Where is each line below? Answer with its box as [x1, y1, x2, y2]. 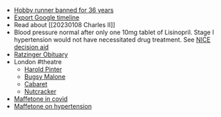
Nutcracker [24, 87, 57, 95]
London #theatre [13, 58, 63, 65]
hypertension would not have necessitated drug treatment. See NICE [13, 36, 211, 44]
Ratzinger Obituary [13, 50, 68, 58]
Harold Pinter [24, 65, 63, 73]
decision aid [13, 43, 49, 51]
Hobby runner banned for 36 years [13, 6, 114, 14]
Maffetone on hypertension [13, 102, 92, 110]
